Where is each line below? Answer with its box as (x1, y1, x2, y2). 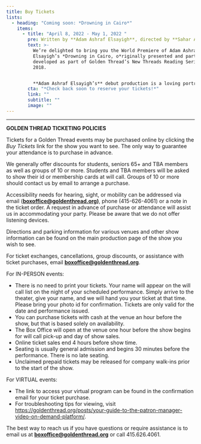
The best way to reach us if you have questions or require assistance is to (6, 424, 188, 431)
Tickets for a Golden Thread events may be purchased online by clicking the (6, 136, 194, 143)
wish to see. (6, 240, 36, 248)
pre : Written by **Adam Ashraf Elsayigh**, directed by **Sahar (28, 36, 191, 42)
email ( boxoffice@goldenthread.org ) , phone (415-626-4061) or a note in (6, 197, 187, 204)
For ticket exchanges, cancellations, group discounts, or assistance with (6, 252, 184, 259)
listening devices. (6, 216, 50, 223)
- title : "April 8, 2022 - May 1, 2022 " (22, 31, 127, 37)
